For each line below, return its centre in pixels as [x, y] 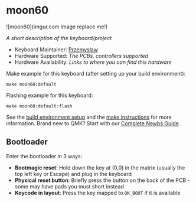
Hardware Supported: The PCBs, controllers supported [81, 56]
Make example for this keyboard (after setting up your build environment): [96, 73]
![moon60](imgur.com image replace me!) [57, 27]
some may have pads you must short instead [69, 186]
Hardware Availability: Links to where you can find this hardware [93, 62]
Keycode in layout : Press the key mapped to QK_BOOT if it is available [97, 193]
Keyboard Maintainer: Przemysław [56, 49]
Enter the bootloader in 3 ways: [44, 156]
